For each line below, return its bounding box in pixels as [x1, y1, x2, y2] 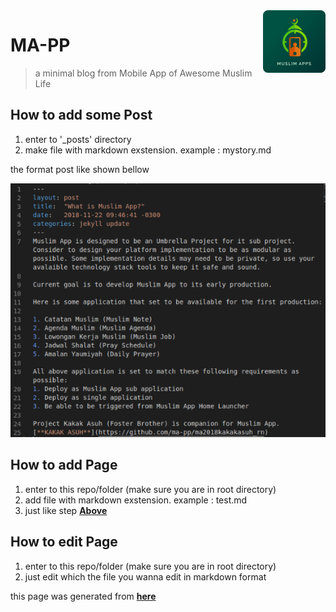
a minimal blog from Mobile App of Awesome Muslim [34, 67, 253, 79]
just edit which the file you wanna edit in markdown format [24, 570, 267, 583]
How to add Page [10, 457, 118, 474]
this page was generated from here [10, 590, 157, 602]
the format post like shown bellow [10, 163, 150, 175]
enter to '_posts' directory [24, 133, 132, 145]
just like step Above [24, 504, 108, 516]
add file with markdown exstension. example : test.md [24, 494, 248, 506]
